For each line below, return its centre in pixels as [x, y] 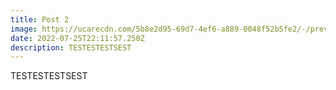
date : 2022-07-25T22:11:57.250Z [77, 38]
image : [24, 29]
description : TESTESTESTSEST [71, 47]
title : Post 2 [40, 19]
